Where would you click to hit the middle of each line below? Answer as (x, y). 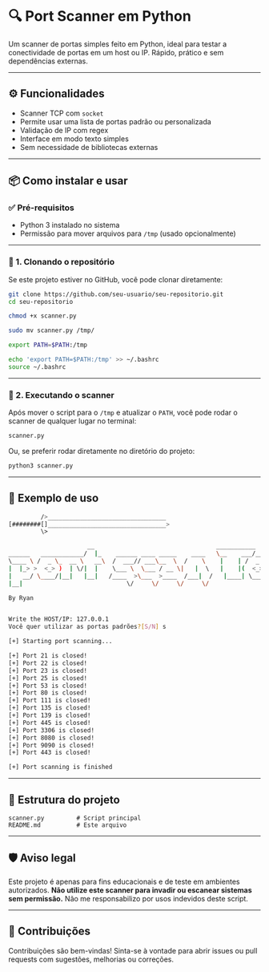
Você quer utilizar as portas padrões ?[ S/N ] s (87, 627)
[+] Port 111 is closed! (50, 701)
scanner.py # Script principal (75, 818)
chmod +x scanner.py (43, 316)
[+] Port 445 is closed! (50, 723)
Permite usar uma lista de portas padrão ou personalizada (116, 121)
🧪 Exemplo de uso (54, 498)
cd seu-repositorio (41, 302)
